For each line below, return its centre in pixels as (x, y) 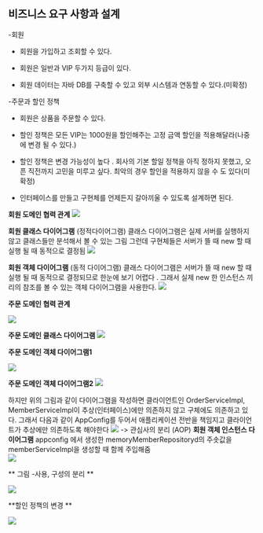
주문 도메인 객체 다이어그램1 (50, 351)
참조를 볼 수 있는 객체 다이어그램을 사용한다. (89, 287)
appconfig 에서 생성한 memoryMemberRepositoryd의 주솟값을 (133, 439)
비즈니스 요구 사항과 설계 (64, 14)
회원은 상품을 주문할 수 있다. (62, 118)
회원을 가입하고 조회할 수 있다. (66, 51)
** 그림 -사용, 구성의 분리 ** (51, 473)
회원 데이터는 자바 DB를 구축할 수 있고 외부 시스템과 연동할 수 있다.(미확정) (133, 84)
